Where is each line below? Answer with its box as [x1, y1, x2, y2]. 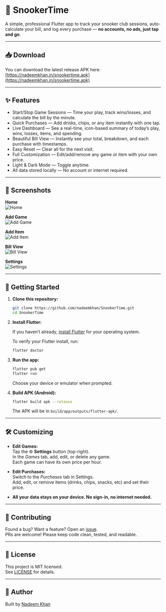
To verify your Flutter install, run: [12, 338, 79, 344]
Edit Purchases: [12, 469, 46, 475]
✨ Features [5, 96, 40, 104]
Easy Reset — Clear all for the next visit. [12, 146, 94, 152]
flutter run [12, 371, 37, 376]
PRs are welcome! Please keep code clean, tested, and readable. [5, 532, 137, 538]
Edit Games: [12, 443, 38, 450]
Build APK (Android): [12, 390, 56, 396]
